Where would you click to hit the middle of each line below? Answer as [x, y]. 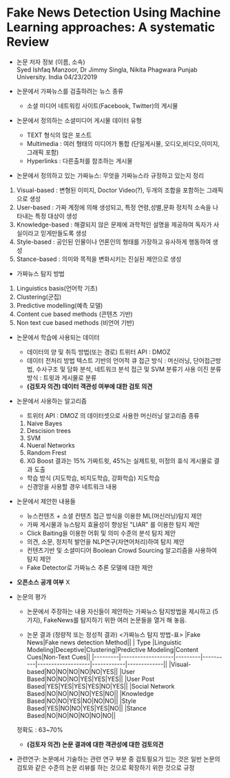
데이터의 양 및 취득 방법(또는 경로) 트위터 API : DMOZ [98, 352]
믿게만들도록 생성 [64, 233]
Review [28, 42]
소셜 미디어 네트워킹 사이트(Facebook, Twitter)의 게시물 [102, 105]
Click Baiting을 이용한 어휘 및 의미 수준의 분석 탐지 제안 [101, 533]
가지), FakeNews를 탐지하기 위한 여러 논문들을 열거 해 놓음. [107, 620]
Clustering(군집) [39, 297]
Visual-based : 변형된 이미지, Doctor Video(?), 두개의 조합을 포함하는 [111, 190]
